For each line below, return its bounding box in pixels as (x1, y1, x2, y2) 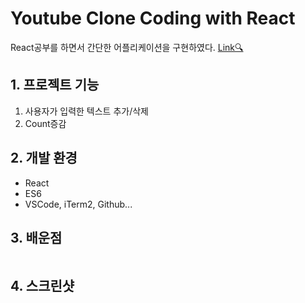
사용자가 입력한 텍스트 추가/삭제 (24, 105, 149, 117)
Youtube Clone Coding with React (10, 7, 296, 30)
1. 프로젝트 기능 (10, 77, 100, 94)
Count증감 (24, 117, 67, 129)
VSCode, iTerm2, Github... (24, 198, 133, 210)
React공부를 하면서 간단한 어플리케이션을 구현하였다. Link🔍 (10, 41, 244, 53)
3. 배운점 (10, 229, 63, 246)
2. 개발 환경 (10, 150, 78, 167)
